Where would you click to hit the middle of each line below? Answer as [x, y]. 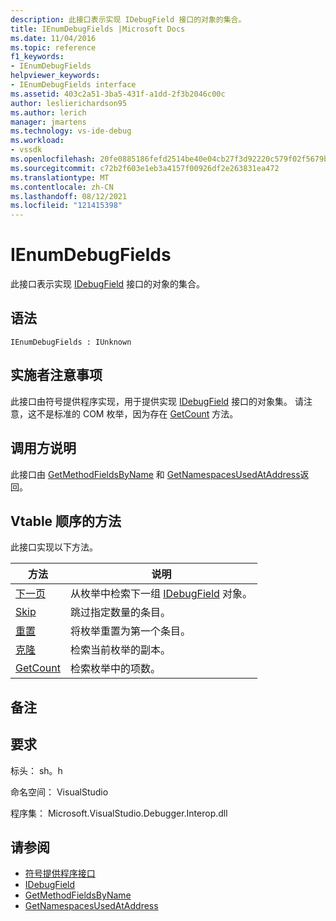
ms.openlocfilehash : [53, 159]
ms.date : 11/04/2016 [53, 38]
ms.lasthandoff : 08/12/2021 [69, 196]
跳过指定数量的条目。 [120, 613]
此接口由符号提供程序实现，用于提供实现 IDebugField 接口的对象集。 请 [157, 401]
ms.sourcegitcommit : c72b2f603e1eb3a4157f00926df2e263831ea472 [145, 168]
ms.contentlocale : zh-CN [62, 187]
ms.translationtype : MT [60, 177]
